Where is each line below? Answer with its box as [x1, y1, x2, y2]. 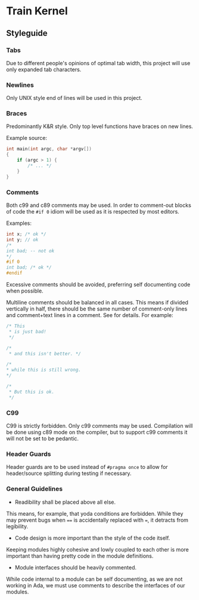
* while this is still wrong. [6, 367, 82, 373]
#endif [6, 270, 23, 276]
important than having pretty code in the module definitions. [6, 552, 154, 559]
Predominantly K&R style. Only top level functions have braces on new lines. [6, 123, 194, 130]
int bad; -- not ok [6, 248, 55, 254]
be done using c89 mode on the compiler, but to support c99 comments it [6, 428, 188, 435]
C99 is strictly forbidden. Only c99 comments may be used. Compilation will [6, 422, 193, 429]
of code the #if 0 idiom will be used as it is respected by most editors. [6, 208, 180, 215]
